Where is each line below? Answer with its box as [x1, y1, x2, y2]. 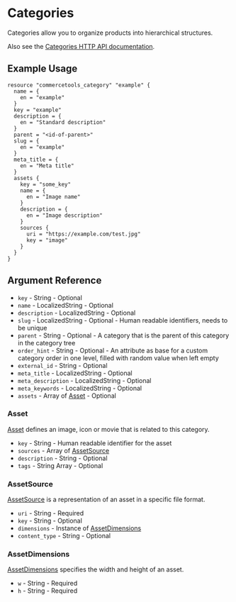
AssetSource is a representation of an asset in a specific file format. [7, 495, 206, 504]
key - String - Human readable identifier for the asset [17, 438, 172, 447]
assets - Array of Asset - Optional [17, 391, 117, 400]
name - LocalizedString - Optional [17, 301, 113, 309]
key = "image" [26, 236, 69, 244]
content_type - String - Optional [17, 532, 111, 540]
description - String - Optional [17, 454, 108, 462]
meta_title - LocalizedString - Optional [17, 369, 133, 377]
